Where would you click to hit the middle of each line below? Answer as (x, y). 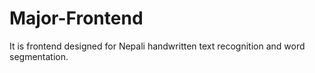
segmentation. (39, 56)
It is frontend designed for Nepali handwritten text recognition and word (157, 46)
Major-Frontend (76, 18)
